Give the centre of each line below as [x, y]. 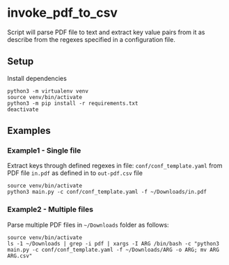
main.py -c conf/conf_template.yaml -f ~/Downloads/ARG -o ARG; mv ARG [113, 250]
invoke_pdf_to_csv [63, 13]
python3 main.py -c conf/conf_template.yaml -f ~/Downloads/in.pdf [107, 192]
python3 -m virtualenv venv [48, 91]
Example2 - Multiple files [50, 209]
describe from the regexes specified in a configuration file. [91, 39]
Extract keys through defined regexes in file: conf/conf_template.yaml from [115, 166]
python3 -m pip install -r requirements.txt [73, 103]
